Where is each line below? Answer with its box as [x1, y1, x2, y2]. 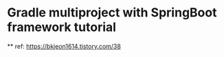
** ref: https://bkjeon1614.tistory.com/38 [7, 42, 122, 50]
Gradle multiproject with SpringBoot [7, 5, 217, 21]
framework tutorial [7, 19, 117, 35]
